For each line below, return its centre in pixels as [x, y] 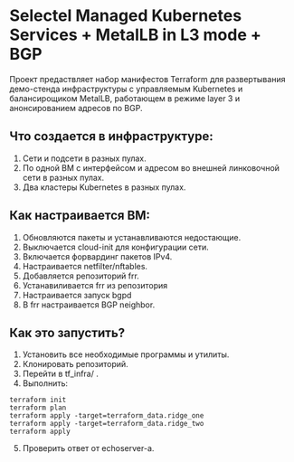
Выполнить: [45, 383]
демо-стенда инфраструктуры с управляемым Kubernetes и [126, 89]
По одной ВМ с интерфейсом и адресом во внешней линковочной [151, 167]
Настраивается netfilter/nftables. [85, 266]
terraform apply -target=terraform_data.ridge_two [107, 424]
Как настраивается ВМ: [80, 216]
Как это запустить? [67, 332]
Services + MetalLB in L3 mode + [136, 35]
